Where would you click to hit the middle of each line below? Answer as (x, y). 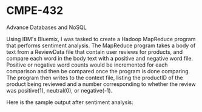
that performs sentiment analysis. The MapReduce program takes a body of (101, 45)
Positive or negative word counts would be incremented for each (87, 65)
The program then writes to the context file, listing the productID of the (95, 77)
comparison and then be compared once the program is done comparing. (98, 71)
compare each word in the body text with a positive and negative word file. (99, 58)
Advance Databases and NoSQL (46, 27)
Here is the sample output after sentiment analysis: (70, 102)
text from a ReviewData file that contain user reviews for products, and (95, 51)
